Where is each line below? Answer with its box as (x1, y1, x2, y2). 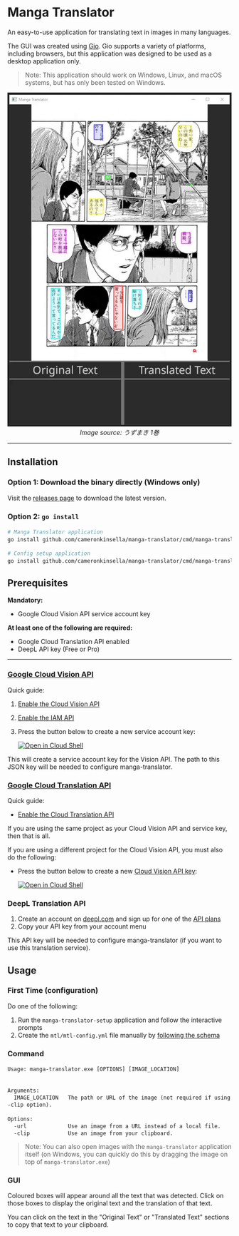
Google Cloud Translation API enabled (17, 638, 130, 646)
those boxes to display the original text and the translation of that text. (7, 1199, 213, 1207)
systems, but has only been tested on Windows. (24, 78, 166, 86)
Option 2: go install (7, 511, 80, 521)
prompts (17, 1023, 43, 1031)
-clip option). (7, 1101, 53, 1109)
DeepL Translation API (7, 898, 86, 908)
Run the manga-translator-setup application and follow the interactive (17, 1016, 223, 1024)
